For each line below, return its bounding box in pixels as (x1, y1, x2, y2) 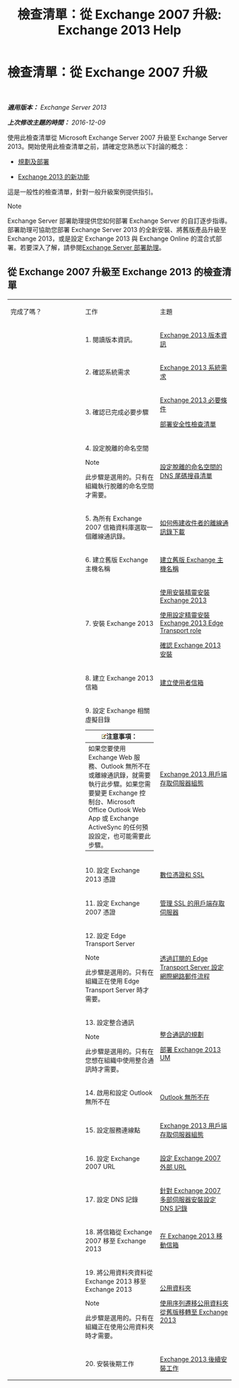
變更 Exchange (94, 788, 138, 797)
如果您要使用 (88, 744, 126, 752)
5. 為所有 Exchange (85, 514, 142, 522)
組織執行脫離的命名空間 (85, 481, 154, 490)
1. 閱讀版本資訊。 (85, 335, 137, 344)
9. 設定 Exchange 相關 (85, 706, 151, 715)
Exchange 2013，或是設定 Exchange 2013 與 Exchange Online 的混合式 (7, 234, 216, 243)
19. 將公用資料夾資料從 (85, 1268, 153, 1276)
